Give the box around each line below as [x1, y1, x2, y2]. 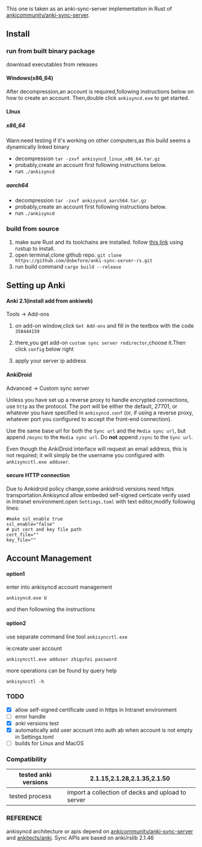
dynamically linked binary [6, 143, 70, 151]
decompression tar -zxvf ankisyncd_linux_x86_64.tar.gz [14, 155, 161, 162]
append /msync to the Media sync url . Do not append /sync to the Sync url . [6, 433, 194, 440]
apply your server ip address [14, 357, 87, 364]
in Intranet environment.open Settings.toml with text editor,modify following [6, 498, 195, 505]
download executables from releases [6, 60, 98, 68]
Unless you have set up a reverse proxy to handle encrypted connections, [6, 396, 189, 403]
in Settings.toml [14, 733, 54, 740]
